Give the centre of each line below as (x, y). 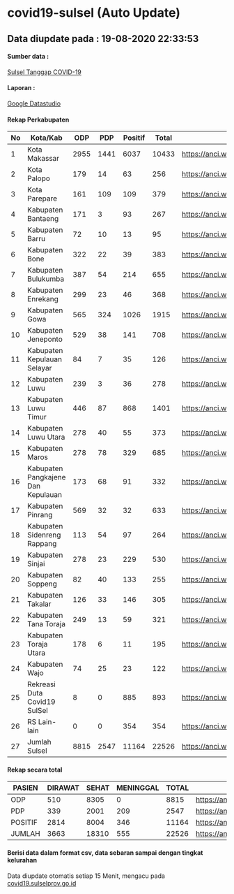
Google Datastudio (34, 103)
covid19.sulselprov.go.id (42, 883)
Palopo (39, 178)
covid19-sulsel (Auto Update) (94, 13)
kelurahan (22, 860)
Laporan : (21, 88)
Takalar (39, 604)
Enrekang (43, 299)
